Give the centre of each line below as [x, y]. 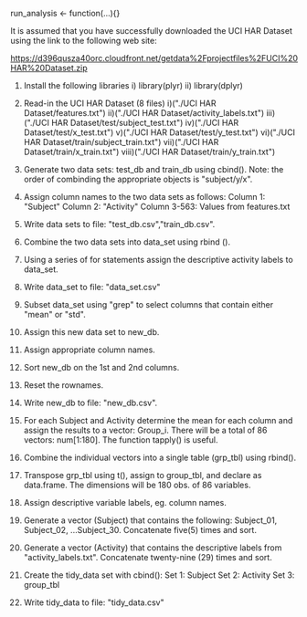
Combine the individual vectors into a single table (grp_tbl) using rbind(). [159, 457]
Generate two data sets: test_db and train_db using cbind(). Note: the [153, 169]
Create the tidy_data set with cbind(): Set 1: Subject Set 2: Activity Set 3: [159, 575]
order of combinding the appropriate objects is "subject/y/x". [138, 179]
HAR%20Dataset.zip [49, 68]
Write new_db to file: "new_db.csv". [90, 403]
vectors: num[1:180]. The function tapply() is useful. [121, 440]
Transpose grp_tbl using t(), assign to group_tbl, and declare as [143, 475]
